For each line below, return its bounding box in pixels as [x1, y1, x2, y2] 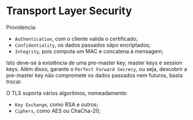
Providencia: [6, 24, 37, 31]
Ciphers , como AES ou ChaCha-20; [14, 107, 101, 114]
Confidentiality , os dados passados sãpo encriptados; [14, 41, 151, 48]
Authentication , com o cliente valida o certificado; [14, 35, 138, 42]
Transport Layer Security [6, 4, 132, 18]
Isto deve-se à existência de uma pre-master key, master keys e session [6, 59, 182, 66]
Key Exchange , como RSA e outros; [14, 100, 99, 108]
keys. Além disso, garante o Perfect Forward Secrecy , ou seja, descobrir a [6, 65, 188, 72]
